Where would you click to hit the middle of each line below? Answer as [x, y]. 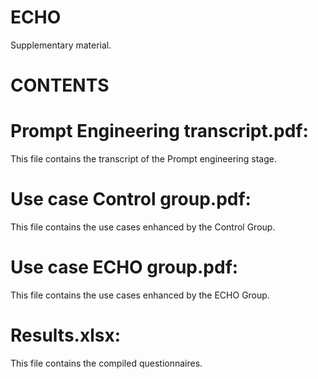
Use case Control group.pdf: [131, 199]
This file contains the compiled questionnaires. [106, 363]
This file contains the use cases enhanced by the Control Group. [143, 227]
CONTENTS [60, 85]
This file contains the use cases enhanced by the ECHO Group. [140, 295]
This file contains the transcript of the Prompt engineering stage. [143, 159]
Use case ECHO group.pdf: [124, 267]
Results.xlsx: [66, 335]
